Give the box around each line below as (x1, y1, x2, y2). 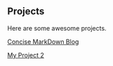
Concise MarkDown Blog (7, 38, 79, 46)
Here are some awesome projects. (7, 24, 107, 32)
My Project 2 (7, 51, 44, 59)
